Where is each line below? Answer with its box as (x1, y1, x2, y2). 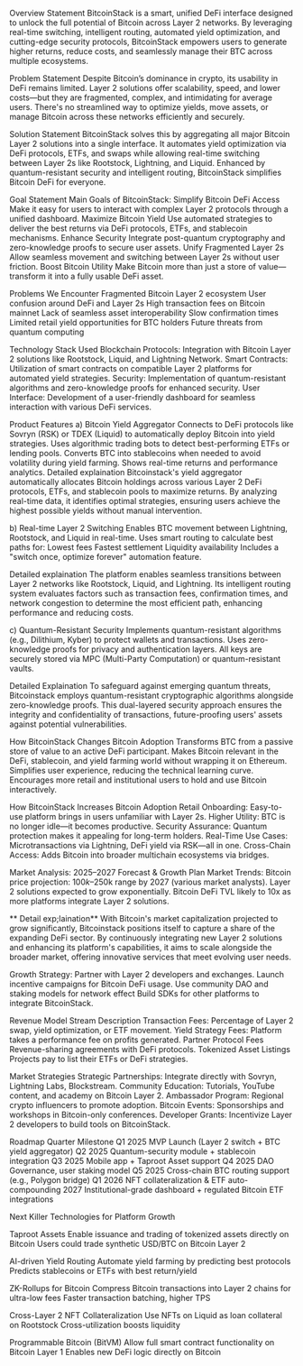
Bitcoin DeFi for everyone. (9, 177, 106, 188)
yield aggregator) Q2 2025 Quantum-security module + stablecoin (9, 1146, 256, 1157)
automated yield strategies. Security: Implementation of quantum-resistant (9, 373, 287, 383)
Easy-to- (249, 802, 282, 812)
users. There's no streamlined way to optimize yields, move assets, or (9, 102, 269, 112)
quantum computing (9, 326, 85, 337)
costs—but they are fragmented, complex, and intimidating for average (9, 92, 273, 103)
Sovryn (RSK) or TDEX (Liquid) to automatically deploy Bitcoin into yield (9, 428, 275, 439)
